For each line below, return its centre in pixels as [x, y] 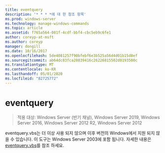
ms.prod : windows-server [31, 19]
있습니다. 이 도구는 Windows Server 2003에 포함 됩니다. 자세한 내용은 [83, 139]
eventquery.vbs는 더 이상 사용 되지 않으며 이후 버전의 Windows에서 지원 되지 [80, 133]
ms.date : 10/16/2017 [26, 51]
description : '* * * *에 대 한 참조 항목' [46, 14]
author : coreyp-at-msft [30, 38]
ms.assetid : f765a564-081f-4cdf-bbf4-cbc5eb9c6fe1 [58, 33]
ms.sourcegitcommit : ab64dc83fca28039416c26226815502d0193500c [71, 60]
